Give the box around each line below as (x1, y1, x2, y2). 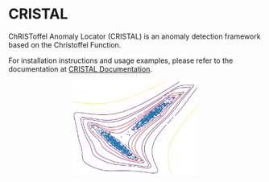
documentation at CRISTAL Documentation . (8, 64, 153, 73)
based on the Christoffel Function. (8, 39, 122, 49)
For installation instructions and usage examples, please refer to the (8, 56, 234, 65)
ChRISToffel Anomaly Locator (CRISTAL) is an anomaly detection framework (8, 31, 261, 41)
